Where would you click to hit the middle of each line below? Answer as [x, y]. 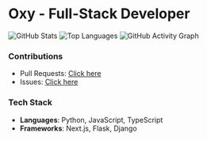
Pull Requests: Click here [60, 74]
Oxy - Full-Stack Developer [99, 14]
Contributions [36, 56]
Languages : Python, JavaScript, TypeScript [91, 120]
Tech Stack [31, 102]
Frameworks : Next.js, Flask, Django [78, 128]
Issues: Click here [49, 82]
